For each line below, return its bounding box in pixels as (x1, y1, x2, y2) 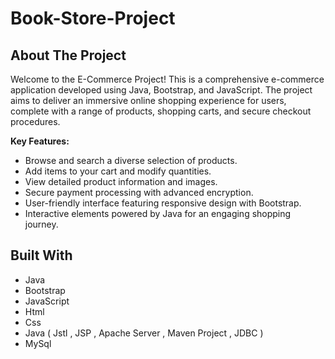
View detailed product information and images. (24, 176, 218, 187)
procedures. (10, 116, 61, 127)
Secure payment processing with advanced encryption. (24, 187, 254, 198)
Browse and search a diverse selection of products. (24, 155, 238, 166)
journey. (24, 218, 59, 230)
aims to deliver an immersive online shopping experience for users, (10, 95, 287, 106)
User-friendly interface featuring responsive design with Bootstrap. (24, 197, 302, 209)
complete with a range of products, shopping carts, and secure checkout (10, 105, 312, 117)
